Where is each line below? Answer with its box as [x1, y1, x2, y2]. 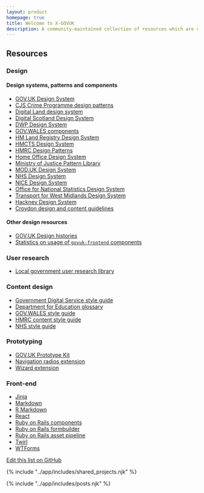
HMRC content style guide [15, 316, 81, 323]
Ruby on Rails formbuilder [15, 426, 80, 433]
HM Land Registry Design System [15, 134, 100, 141]
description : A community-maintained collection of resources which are [6, 25, 194, 32]
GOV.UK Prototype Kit [15, 351, 70, 358]
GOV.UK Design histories [15, 232, 78, 239]
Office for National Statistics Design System [15, 185, 125, 192]
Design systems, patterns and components [6, 81, 118, 89]
